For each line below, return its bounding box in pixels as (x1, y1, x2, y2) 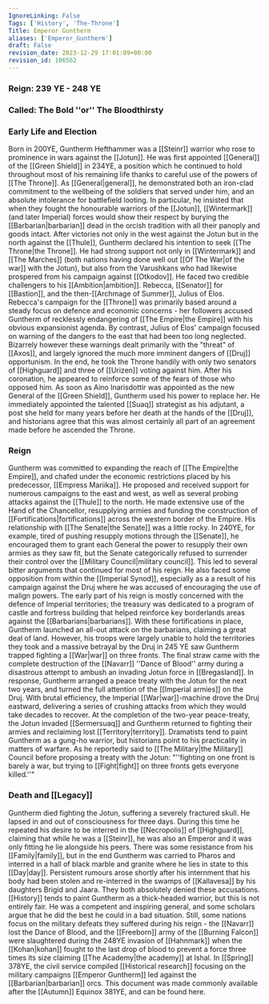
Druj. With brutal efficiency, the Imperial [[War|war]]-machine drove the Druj (8, 693, 259, 703)
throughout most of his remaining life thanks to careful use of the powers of (8, 170, 258, 179)
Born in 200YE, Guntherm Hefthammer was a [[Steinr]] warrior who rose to (8, 144, 255, 154)
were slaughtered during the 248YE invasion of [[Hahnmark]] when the (8, 935, 243, 946)
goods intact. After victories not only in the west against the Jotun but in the (8, 229, 259, 239)
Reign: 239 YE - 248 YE (8, 83, 102, 94)
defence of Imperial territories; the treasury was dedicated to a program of (8, 599, 255, 609)
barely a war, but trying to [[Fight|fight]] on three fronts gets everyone (8, 761, 239, 771)
